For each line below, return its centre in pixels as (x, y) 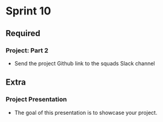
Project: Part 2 (27, 50)
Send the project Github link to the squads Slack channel (85, 63)
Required (23, 33)
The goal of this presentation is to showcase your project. (86, 112)
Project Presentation (36, 99)
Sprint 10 (29, 11)
